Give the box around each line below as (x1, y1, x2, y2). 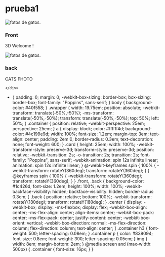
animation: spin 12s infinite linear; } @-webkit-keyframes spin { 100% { (12, 162, 156, 168)
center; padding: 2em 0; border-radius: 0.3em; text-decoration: (24, 136, 154, 142)
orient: (12, 220, 26, 226)
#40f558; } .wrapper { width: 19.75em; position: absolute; (25, 105, 142, 110)
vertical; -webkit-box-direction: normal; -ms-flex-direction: (26, 220, 147, 226)
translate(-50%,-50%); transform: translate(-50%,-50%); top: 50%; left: (12, 115, 159, 121)
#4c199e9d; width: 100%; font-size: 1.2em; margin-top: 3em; (25, 131, 149, 137)
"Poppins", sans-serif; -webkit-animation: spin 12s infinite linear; (27, 157, 158, 163)
